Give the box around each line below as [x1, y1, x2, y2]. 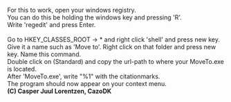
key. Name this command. [7, 50, 82, 58]
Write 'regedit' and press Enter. [7, 21, 96, 28]
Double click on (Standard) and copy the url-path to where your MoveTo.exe [7, 58, 225, 65]
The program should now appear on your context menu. [7, 80, 167, 87]
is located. [7, 65, 37, 73]
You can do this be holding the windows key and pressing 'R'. [7, 13, 182, 22]
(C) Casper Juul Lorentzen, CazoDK [7, 87, 112, 95]
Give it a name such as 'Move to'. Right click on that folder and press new [7, 43, 216, 51]
